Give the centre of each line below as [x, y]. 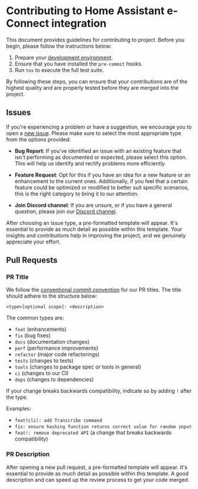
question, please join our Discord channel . [66, 211]
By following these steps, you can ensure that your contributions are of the [97, 81]
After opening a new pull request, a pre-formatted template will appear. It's [97, 467]
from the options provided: [39, 139]
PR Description [28, 454]
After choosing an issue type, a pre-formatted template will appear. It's [92, 223]
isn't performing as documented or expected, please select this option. [101, 157]
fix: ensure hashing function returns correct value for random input [103, 427]
